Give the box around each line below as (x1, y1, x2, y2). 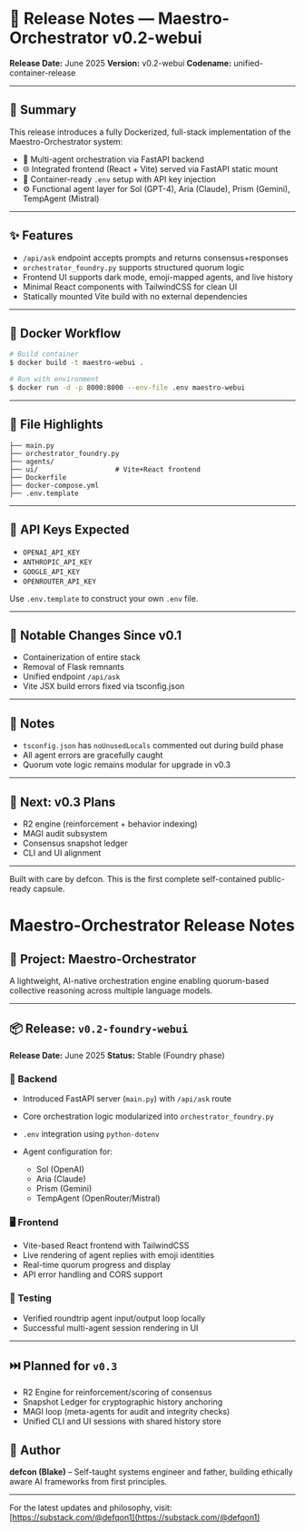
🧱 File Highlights (9, 417, 103, 432)
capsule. (33, 883, 65, 894)
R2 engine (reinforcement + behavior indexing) (22, 818, 198, 829)
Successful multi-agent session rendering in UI (22, 1322, 199, 1333)
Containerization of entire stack (22, 652, 141, 663)
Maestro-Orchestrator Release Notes (9, 915, 295, 936)
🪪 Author (9, 1442, 61, 1457)
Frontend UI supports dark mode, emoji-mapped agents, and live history (22, 271, 293, 282)
